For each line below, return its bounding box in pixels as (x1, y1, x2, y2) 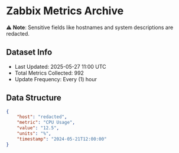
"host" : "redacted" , (17, 114, 67, 120)
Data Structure (6, 93, 62, 103)
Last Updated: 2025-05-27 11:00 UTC (14, 63, 106, 70)
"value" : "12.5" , (17, 125, 60, 131)
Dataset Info (6, 47, 53, 58)
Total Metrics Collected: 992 (14, 69, 84, 76)
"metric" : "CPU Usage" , (17, 120, 76, 126)
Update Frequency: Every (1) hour (14, 75, 97, 82)
